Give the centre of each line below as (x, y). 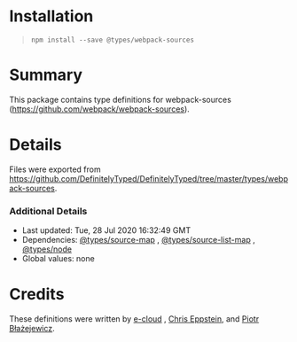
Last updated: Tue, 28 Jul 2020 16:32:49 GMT (106, 230)
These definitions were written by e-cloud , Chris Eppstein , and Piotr (134, 319)
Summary (46, 75)
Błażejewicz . (32, 329)
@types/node (47, 249)
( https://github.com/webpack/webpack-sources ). (100, 109)
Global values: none (58, 259)
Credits (37, 295)
